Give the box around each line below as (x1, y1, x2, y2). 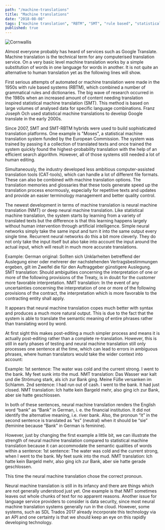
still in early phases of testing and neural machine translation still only (5, 341, 146, 347)
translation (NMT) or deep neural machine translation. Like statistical (5, 208, 144, 213)
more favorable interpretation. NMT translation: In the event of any (5, 280, 139, 286)
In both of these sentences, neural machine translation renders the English (5, 402, 156, 408)
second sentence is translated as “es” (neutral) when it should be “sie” (5, 418, 148, 424)
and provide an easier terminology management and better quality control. (5, 193, 156, 199)
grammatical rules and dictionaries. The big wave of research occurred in (5, 90, 154, 96)
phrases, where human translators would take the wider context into (5, 351, 143, 357)
